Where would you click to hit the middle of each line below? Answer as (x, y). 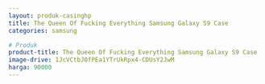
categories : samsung (43, 30)
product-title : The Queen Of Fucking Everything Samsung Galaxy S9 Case (133, 53)
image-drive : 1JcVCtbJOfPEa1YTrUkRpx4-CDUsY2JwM (91, 60)
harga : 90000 (30, 68)
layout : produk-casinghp (50, 16)
